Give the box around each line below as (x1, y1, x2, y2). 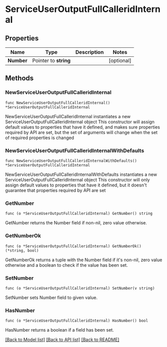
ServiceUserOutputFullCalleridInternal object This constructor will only (5, 176, 150, 182)
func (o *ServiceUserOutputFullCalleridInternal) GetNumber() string (5, 211, 153, 216)
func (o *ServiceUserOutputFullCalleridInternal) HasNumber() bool (5, 318, 149, 324)
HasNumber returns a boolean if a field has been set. (5, 327, 114, 333)
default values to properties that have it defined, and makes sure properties (5, 124, 161, 130)
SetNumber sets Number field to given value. (5, 294, 98, 300)
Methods (5, 74, 34, 83)
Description (75, 49, 104, 55)
